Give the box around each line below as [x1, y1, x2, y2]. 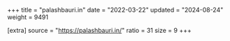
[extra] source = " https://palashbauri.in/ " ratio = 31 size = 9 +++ [7, 27, 192, 34]
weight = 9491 [7, 13, 49, 21]
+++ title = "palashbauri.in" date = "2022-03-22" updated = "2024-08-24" [7, 6, 224, 14]
